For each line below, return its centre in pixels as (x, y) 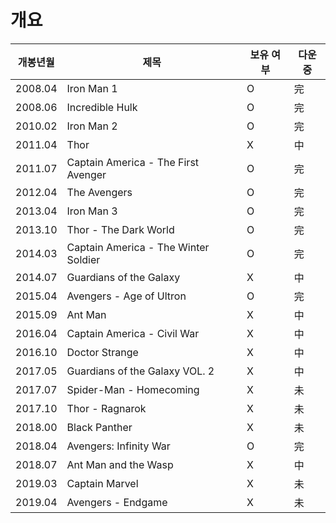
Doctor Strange (102, 352)
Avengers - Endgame (117, 502)
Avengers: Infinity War (118, 446)
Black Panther (99, 427)
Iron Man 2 (92, 126)
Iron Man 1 (92, 88)
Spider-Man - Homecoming (133, 389)
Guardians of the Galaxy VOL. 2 (140, 371)
